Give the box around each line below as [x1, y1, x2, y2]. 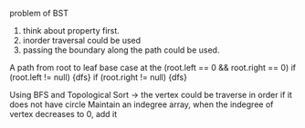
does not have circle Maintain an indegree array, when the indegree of [9, 99, 274, 110]
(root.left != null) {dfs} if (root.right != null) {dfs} [9, 72, 187, 83]
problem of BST [9, 8, 68, 18]
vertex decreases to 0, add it [9, 109, 118, 119]
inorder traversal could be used [22, 35, 142, 45]
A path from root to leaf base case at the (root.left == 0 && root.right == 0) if [9, 63, 297, 73]
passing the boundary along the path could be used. [22, 44, 220, 55]
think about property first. [22, 25, 121, 35]
